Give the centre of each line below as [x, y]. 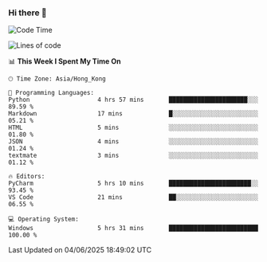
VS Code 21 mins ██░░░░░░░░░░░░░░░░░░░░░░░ [133, 197]
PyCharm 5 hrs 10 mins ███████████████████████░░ [133, 184]
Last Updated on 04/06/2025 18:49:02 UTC [80, 250]
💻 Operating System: [44, 219]
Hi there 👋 [28, 13]
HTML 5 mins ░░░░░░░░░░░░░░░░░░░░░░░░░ [133, 128]
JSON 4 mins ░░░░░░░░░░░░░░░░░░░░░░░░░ [133, 142]
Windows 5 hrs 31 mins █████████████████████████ [133, 229]
